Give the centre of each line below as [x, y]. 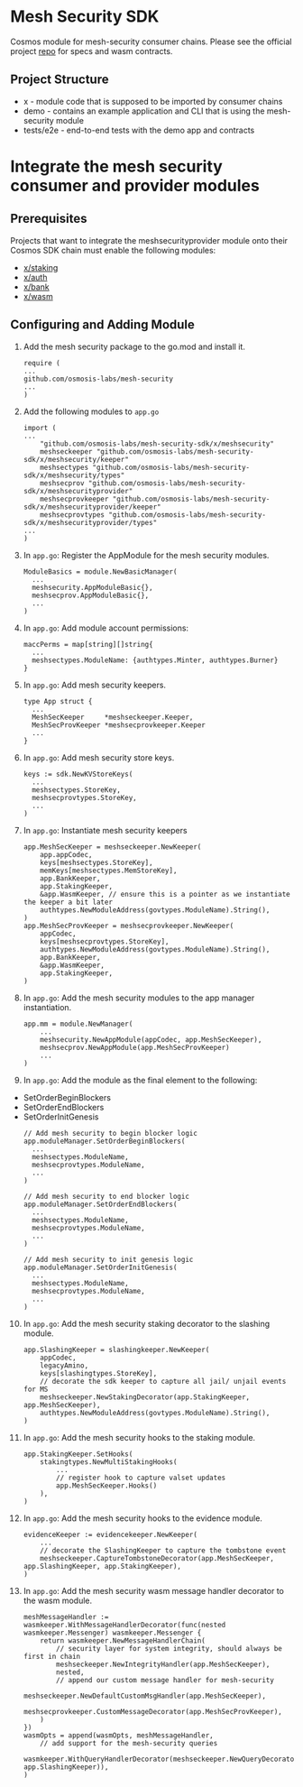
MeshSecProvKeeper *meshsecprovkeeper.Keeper [119, 725]
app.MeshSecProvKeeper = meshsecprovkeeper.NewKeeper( [129, 926]
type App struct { [58, 701]
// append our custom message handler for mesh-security [165, 1680]
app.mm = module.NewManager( [78, 1024]
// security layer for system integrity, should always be [169, 1648]
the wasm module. [58, 1600]
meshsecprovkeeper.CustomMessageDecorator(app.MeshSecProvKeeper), [152, 1711]
